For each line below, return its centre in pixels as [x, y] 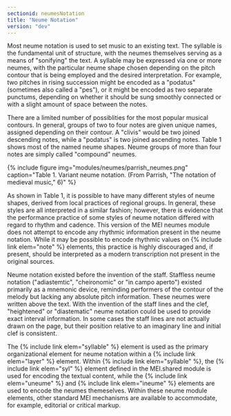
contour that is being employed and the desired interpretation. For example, [114, 75]
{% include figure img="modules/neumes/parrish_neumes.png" [98, 168]
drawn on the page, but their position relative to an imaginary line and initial [114, 326]
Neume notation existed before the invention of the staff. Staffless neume [111, 275]
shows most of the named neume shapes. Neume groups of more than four [114, 147]
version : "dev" [29, 26]
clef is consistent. [32, 333]
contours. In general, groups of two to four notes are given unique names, [112, 125]
